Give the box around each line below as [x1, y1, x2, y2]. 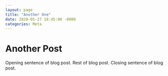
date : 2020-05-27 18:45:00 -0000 [5, 17, 76, 22]
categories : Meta [5, 21, 42, 27]
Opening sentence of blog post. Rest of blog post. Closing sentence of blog [5, 60, 163, 66]
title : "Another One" [5, 12, 51, 17]
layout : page [5, 7, 33, 13]
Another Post [5, 43, 62, 54]
